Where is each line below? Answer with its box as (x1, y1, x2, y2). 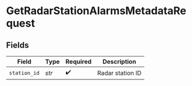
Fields (6, 40, 30, 50)
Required (65, 58, 92, 65)
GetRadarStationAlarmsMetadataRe (6, 4, 187, 18)
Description (102, 58, 136, 65)
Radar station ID (97, 69, 142, 77)
